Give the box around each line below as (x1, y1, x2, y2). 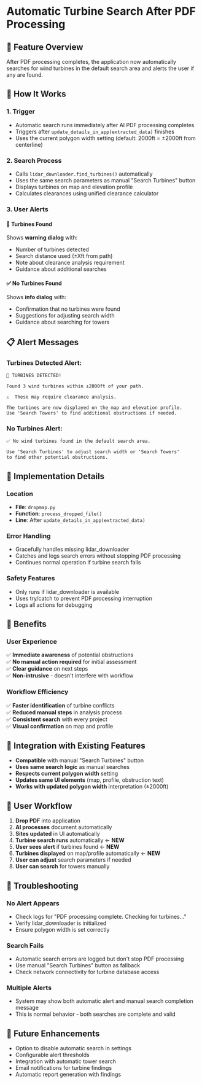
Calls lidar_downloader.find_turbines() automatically (15, 170, 153, 177)
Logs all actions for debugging (15, 601, 93, 609)
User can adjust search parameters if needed (15, 856, 131, 864)
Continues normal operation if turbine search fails (15, 559, 141, 566)
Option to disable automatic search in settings (15, 1045, 132, 1052)
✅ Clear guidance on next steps (6, 665, 88, 673)
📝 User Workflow (6, 800, 72, 811)
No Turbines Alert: (6, 424, 63, 432)
